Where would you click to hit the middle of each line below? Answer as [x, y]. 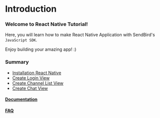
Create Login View [31, 78]
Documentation [21, 99]
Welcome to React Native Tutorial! [47, 24]
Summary [17, 62]
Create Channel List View [38, 83]
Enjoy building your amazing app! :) [41, 49]
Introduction [31, 9]
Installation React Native [37, 73]
